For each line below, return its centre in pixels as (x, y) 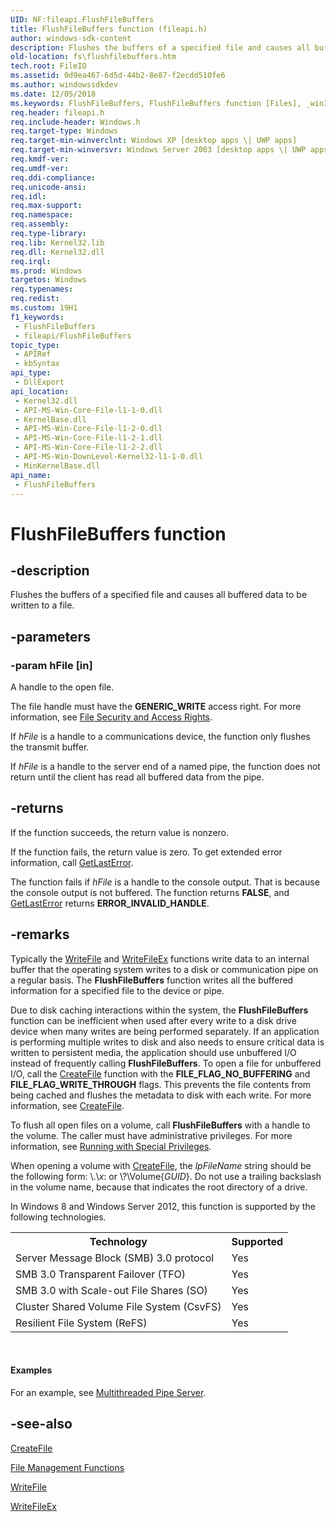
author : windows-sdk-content (71, 38)
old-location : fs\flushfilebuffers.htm (93, 57)
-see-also (41, 1424)
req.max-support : (46, 206)
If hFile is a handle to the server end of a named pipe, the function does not (165, 767)
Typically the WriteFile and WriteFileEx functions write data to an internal (160, 958)
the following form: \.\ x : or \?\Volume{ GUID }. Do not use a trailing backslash (166, 1176)
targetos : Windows (48, 280)
